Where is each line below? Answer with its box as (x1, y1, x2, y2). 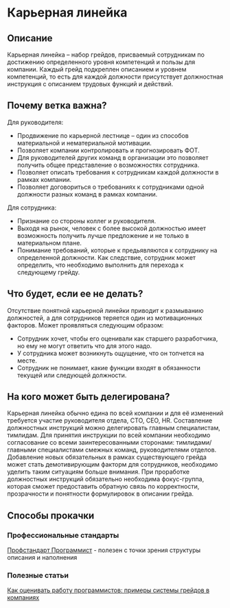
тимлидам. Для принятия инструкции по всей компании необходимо (7, 431, 211, 439)
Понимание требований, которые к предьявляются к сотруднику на (16, 246, 218, 254)
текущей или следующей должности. (16, 371, 127, 379)
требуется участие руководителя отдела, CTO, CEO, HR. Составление (7, 416, 213, 425)
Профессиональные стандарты (7, 530, 119, 540)
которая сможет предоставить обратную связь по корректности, (7, 483, 200, 491)
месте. (16, 356, 38, 365)
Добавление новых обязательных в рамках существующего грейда (7, 453, 207, 461)
